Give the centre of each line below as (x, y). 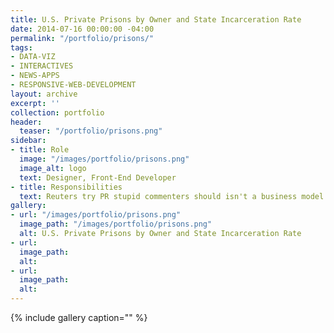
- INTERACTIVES (42, 66)
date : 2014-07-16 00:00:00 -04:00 (82, 29)
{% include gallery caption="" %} (79, 317)
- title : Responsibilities (66, 187)
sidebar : (28, 141)
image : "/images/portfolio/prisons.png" (104, 159)
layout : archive (44, 94)
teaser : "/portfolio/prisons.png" (91, 131)
